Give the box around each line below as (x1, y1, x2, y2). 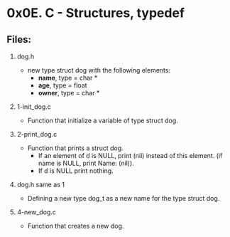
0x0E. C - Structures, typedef (6, 5, 185, 21)
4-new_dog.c (16, 208, 56, 216)
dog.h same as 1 (16, 180, 65, 189)
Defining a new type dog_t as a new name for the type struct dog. (27, 194, 220, 202)
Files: (6, 33, 31, 46)
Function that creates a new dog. (27, 222, 124, 230)
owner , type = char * (38, 89, 100, 97)
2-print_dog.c (16, 130, 57, 138)
